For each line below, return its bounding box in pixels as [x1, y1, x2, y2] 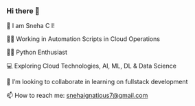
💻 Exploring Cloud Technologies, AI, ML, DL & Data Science [6, 62, 176, 70]
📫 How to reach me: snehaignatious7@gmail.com [6, 92, 148, 100]
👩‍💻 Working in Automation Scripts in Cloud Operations [6, 35, 161, 43]
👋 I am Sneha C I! [6, 22, 56, 30]
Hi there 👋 [6, 6, 41, 16]
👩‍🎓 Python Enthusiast [6, 48, 68, 57]
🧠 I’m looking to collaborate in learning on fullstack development [6, 78, 188, 86]
